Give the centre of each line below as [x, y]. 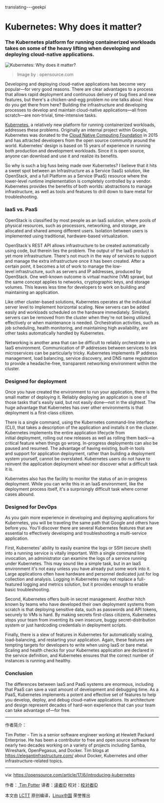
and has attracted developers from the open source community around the [80, 140]
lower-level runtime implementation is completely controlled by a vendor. [78, 181]
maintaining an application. [32, 292]
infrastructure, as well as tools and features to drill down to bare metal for [79, 192]
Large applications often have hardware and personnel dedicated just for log [82, 574]
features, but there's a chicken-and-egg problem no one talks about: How [79, 100]
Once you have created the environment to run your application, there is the [81, 392]
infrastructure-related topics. [34, 761]
